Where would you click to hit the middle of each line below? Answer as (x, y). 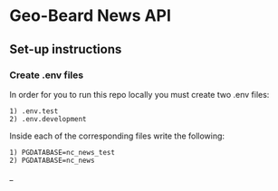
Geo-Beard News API (91, 16)
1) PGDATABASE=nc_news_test (62, 152)
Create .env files (47, 75)
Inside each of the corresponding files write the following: (117, 136)
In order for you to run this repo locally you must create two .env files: (139, 94)
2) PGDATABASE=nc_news (52, 160)
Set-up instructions (66, 49)
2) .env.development (48, 119)
